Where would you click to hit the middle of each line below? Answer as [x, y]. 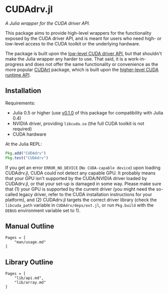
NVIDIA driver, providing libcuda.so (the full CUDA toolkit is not [78, 123]
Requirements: [20, 103]
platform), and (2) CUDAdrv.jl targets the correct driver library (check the [81, 200]
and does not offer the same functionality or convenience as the [92, 64]
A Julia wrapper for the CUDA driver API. [48, 23]
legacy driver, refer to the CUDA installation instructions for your [86, 194]
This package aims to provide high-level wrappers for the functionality [78, 33]
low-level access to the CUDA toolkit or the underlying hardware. [73, 43]
